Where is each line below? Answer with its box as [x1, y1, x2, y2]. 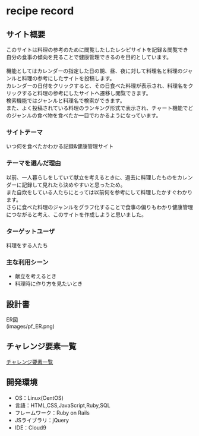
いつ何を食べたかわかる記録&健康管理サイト [6, 143, 114, 150]
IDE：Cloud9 [14, 424, 46, 431]
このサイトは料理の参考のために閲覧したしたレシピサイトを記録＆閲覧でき [6, 46, 188, 53]
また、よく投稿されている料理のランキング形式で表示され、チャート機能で [6, 105, 188, 111]
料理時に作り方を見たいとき [14, 280, 83, 287]
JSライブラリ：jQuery [14, 416, 70, 424]
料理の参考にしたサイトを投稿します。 [21, 75, 115, 81]
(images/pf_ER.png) [6, 323, 55, 330]
